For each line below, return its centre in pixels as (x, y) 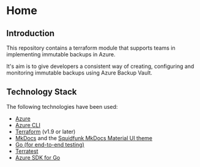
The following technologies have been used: (62, 106)
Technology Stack (42, 92)
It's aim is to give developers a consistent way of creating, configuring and (100, 66)
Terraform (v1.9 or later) (45, 132)
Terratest (27, 151)
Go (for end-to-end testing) (50, 144)
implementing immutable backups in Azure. (61, 54)
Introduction (31, 33)
